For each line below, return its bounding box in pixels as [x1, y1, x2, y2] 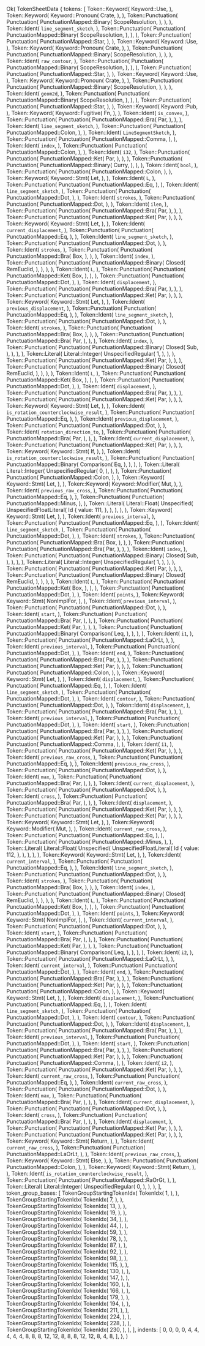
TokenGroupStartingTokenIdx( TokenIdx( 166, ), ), [6, 1287, 130, 1294]
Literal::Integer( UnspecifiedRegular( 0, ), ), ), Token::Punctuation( [6, 467, 171, 474]
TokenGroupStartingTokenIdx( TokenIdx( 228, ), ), [6, 1320, 132, 1326]
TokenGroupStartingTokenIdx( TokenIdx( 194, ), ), [6, 1300, 130, 1307]
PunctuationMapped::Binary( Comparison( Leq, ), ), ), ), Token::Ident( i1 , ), [6, 630, 194, 637]
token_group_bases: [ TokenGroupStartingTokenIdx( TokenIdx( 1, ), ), [6, 1189, 179, 1197]
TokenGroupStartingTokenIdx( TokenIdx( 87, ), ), [6, 1241, 127, 1249]
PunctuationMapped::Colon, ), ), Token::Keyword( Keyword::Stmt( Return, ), [6, 1164, 196, 1170]
